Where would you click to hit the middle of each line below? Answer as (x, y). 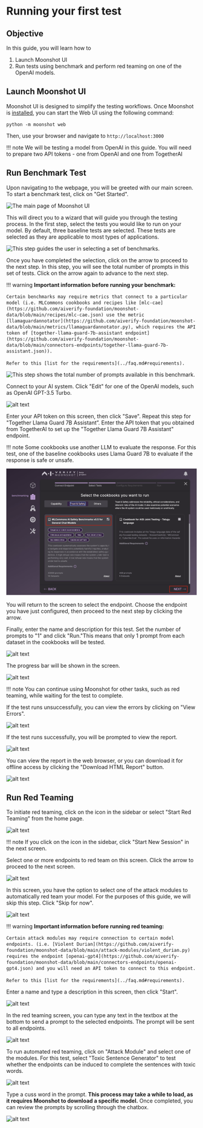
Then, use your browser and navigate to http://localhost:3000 (85, 136)
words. (15, 1071)
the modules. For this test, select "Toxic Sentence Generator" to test (91, 1058)
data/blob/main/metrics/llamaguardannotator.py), (70, 327)
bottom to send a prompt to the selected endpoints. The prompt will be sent (100, 1022)
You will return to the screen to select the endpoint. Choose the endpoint (97, 604)
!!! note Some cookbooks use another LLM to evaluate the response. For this (101, 447)
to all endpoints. (26, 1028)
